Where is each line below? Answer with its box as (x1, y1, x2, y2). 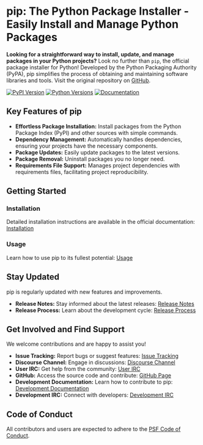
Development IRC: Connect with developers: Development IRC (15, 391, 174, 399)
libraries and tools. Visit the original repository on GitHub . (6, 77, 151, 84)
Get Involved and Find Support (6, 324, 125, 335)
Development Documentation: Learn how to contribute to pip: (15, 378, 173, 386)
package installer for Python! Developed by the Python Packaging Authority (6, 63, 197, 71)
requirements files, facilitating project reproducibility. (15, 168, 149, 175)
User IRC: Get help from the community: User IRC (15, 365, 141, 373)
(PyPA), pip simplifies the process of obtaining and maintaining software (6, 70, 188, 77)
